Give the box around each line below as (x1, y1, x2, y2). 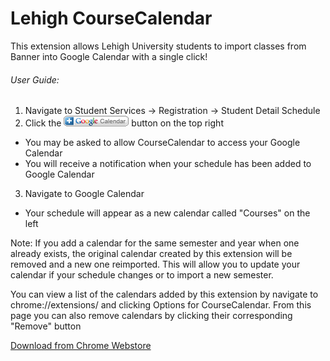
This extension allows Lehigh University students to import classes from (10, 40, 307, 52)
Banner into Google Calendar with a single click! (10, 50, 208, 62)
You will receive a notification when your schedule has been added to (24, 158, 312, 170)
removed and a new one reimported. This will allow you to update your (10, 258, 301, 271)
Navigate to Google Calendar (24, 188, 145, 200)
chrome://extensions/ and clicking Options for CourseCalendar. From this (10, 299, 312, 311)
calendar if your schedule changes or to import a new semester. (10, 269, 274, 281)
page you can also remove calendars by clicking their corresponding (10, 310, 293, 322)
